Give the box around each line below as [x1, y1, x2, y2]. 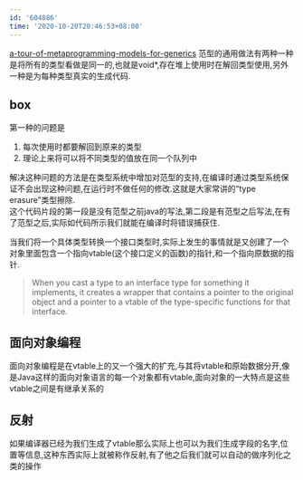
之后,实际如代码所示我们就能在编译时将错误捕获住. [33, 217, 221, 228]
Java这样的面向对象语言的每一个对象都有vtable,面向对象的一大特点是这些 [16, 372, 291, 383]
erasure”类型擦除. [9, 195, 76, 206]
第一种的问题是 [9, 122, 65, 133]
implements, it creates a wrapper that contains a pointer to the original [31, 287, 294, 298]
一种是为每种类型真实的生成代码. [9, 70, 131, 82]
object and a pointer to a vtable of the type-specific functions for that [31, 296, 291, 308]
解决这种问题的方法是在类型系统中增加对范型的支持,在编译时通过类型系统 [9, 172, 282, 183]
